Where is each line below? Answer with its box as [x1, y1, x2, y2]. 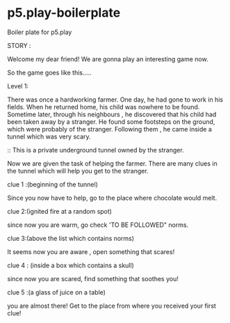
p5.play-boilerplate [7, 5, 121, 21]
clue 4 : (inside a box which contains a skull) [7, 261, 134, 269]
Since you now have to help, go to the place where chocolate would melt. [7, 194, 217, 202]
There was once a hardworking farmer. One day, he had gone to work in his [7, 95, 224, 104]
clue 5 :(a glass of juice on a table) [7, 287, 106, 297]
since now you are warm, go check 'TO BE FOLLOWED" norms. [7, 221, 189, 229]
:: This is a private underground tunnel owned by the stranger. [7, 145, 184, 154]
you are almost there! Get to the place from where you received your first [7, 301, 217, 310]
